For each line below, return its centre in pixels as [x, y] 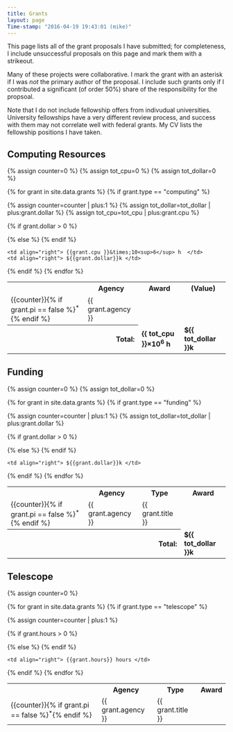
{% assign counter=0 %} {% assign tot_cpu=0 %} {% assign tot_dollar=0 [112, 171]
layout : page [26, 20]
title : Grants [28, 14]
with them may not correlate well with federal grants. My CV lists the [105, 125]
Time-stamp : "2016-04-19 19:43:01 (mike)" [69, 26]
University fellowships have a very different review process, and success [112, 117]
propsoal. [21, 97]
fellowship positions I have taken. [55, 132]
